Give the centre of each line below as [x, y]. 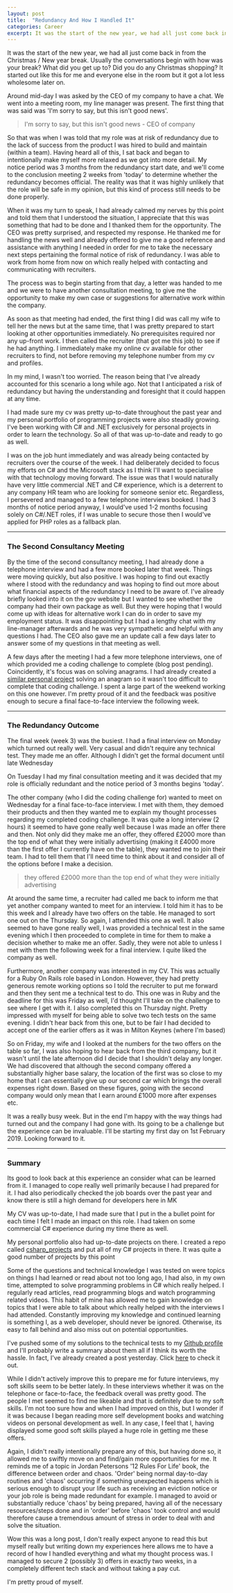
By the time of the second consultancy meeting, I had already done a [106, 562]
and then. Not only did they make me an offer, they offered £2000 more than [116, 834]
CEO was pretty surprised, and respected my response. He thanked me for [114, 233]
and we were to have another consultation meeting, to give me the [102, 290]
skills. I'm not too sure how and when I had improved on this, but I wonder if [115, 1408]
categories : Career [35, 26]
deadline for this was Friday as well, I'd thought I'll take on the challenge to [114, 1000]
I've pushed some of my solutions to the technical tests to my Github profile [115, 1343]
